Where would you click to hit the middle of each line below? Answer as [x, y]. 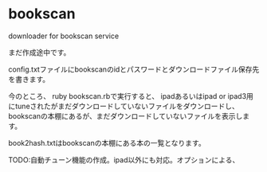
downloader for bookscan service [64, 36]
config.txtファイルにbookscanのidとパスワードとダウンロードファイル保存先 [134, 69]
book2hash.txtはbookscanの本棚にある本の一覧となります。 [107, 143]
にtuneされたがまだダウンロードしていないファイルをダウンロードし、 [124, 106]
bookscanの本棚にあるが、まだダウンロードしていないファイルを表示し [126, 115]
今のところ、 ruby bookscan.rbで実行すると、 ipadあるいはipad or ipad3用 [131, 96]
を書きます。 [29, 79]
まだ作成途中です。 [39, 52]
